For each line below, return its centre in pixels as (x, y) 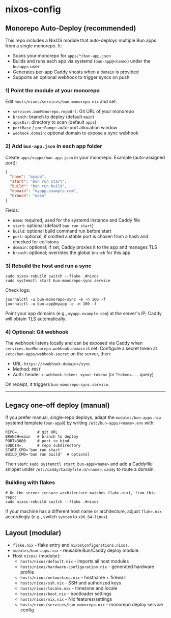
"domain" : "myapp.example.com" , (44, 191)
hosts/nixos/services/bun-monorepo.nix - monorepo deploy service (92, 605)
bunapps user (26, 66)
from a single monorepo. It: (34, 46)
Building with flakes (30, 483)
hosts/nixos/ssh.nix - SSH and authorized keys (70, 583)
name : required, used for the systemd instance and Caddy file (76, 220)
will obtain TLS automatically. (36, 319)
